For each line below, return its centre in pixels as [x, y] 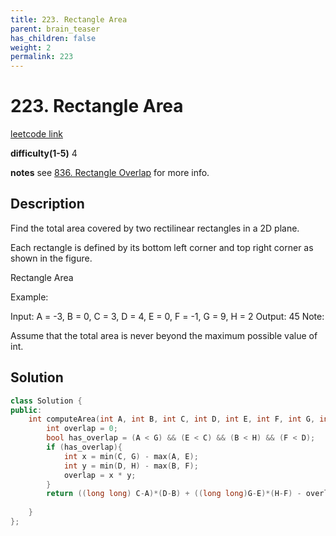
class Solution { [46, 401]
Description [47, 204]
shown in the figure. [51, 258]
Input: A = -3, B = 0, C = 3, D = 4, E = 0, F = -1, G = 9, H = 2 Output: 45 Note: [167, 316]
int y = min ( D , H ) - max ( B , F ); [131, 466]
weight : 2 [31, 47]
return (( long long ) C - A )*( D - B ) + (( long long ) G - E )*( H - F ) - [174, 494]
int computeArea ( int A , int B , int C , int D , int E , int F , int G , [172, 419]
